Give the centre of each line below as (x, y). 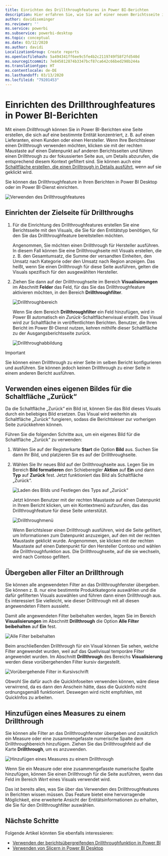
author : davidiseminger (30, 19)
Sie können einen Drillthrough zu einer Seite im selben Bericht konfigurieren (83, 362)
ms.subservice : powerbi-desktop (39, 33)
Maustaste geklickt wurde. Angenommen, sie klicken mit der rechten (83, 541)
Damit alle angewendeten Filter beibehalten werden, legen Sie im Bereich (80, 616)
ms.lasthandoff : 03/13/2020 (34, 75)
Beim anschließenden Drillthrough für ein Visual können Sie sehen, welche (82, 646)
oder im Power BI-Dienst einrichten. (42, 187)
